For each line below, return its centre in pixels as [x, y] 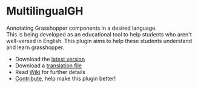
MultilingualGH [45, 11]
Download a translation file [48, 66]
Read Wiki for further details [50, 72]
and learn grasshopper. [35, 47]
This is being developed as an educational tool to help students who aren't [99, 34]
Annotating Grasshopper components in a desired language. [82, 28]
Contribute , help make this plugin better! [65, 78]
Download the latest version [50, 59]
